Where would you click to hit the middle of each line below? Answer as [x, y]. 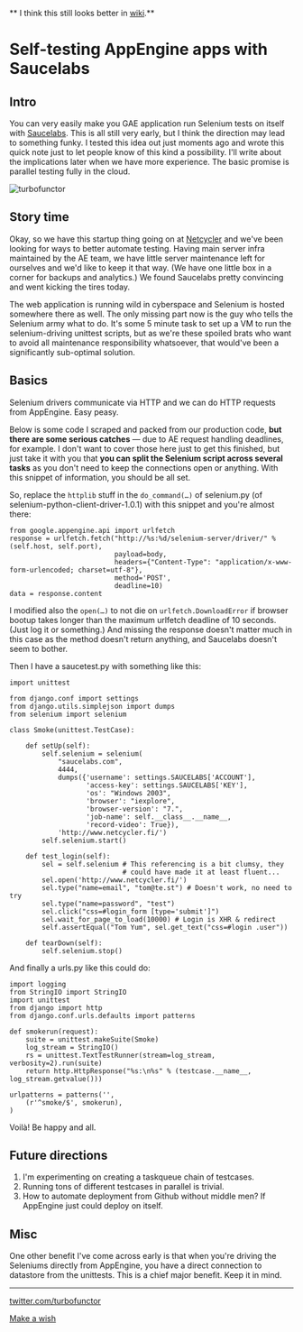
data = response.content [56, 593]
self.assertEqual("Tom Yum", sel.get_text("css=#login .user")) [165, 927]
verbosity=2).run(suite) [56, 1063]
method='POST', [142, 578]
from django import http [56, 1008]
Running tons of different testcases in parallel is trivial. [123, 1187]
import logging [38, 984]
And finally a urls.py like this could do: [80, 968]
